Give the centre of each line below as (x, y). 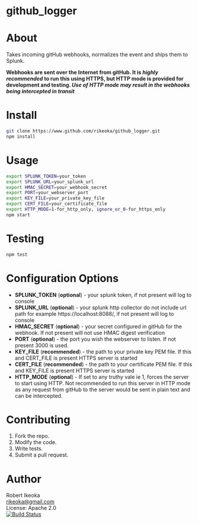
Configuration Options (63, 278)
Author (24, 479)
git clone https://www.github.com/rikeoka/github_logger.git (83, 131)
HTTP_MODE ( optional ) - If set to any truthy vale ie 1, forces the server (102, 377)
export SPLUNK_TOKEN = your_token (46, 176)
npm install (21, 137)
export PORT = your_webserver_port (47, 193)
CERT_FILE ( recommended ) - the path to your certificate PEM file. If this (103, 364)
